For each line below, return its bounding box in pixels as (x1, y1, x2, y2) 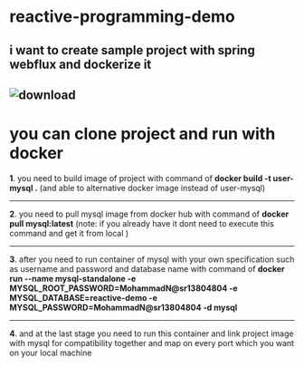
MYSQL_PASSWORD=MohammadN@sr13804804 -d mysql (9, 302, 238, 313)
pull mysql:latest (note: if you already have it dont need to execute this (9, 217, 274, 228)
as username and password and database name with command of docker (9, 263, 285, 274)
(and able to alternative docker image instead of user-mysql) (39, 182, 266, 193)
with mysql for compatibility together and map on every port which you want (9, 337, 295, 348)
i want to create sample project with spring (9, 43, 255, 58)
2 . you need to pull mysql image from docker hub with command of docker (9, 208, 290, 219)
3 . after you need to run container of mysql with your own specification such (9, 254, 295, 265)
